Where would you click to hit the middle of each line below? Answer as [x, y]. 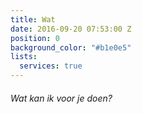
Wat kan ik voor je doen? [61, 98]
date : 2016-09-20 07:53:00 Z [71, 29]
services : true [51, 66]
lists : [24, 57]
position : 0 [35, 38]
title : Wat [33, 19]
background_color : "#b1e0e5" [71, 47]
